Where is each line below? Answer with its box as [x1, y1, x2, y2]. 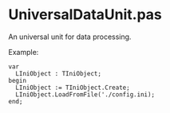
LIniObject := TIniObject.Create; [15, 84, 130, 92]
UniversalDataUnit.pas [8, 6, 162, 24]
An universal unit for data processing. [8, 32, 132, 41]
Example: [8, 47, 39, 56]
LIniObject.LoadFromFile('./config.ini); [15, 90, 156, 99]
